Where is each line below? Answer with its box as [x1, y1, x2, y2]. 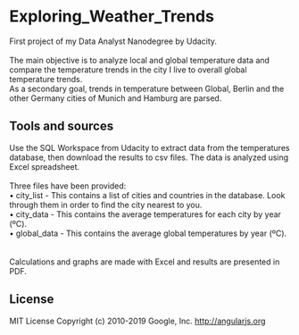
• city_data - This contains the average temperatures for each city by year [9, 208, 281, 220]
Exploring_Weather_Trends [9, 6, 214, 27]
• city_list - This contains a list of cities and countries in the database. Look [9, 189, 286, 200]
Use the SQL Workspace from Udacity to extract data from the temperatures [9, 142, 290, 153]
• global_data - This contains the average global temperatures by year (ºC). [9, 228, 287, 239]
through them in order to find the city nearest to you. [9, 199, 203, 210]
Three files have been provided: [9, 180, 127, 191]
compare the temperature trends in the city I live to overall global [9, 64, 247, 75]
